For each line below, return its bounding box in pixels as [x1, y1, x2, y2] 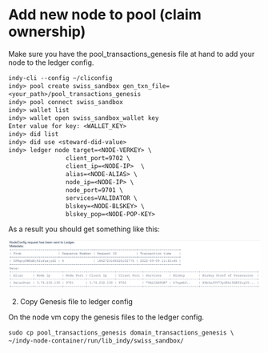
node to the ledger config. [8, 58, 94, 67]
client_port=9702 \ [65, 154, 130, 162]
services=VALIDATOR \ [65, 194, 138, 202]
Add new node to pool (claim [8, 6, 202, 24]
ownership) [8, 22, 86, 41]
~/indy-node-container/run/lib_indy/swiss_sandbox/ [8, 336, 184, 345]
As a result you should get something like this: [8, 224, 160, 234]
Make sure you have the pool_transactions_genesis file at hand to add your [8, 49, 255, 58]
